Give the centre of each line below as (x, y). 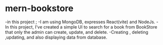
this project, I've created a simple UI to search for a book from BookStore (83, 27)
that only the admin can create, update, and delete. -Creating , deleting (77, 32)
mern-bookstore (39, 8)
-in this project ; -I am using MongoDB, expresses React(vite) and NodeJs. (80, 22)
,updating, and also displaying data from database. (56, 37)
